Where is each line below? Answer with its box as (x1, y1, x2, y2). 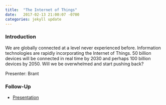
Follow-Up (5, 83, 31, 90)
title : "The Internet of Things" (5, 7, 78, 13)
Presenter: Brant (5, 70, 39, 76)
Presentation (12, 94, 39, 100)
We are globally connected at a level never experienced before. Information (5, 45, 161, 51)
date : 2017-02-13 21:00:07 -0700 (5, 12, 80, 17)
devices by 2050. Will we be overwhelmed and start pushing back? (5, 61, 144, 67)
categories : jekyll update (5, 17, 62, 22)
